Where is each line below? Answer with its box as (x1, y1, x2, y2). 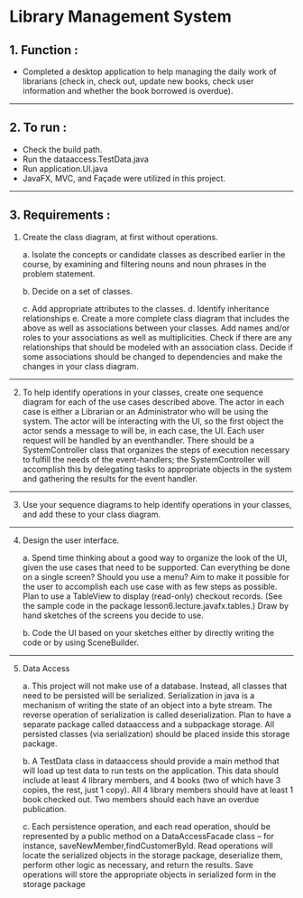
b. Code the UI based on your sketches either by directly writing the (22, 627, 275, 638)
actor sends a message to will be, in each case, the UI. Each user (22, 425, 265, 435)
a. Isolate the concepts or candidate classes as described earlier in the (22, 248, 286, 259)
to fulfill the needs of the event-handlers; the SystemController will (22, 454, 271, 464)
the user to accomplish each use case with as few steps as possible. (22, 581, 278, 592)
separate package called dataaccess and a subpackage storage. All (22, 718, 275, 729)
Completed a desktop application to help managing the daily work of (22, 66, 277, 77)
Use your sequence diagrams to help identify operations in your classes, (22, 499, 292, 510)
